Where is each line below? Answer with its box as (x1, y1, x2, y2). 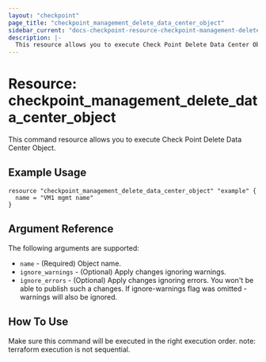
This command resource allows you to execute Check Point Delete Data (8, 135, 242, 145)
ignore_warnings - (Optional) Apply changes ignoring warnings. (19, 266, 227, 277)
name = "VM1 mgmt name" (15, 194, 93, 202)
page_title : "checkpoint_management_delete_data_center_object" (8, 19, 225, 27)
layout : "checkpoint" (8, 11, 80, 20)
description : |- (8, 33, 62, 42)
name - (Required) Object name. (19, 258, 121, 268)
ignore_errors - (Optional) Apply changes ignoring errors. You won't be (19, 275, 254, 285)
